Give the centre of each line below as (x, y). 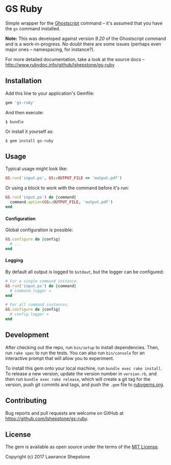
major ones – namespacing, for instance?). (50, 49)
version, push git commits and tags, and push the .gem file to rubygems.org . (85, 385)
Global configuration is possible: (39, 230)
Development (27, 335)
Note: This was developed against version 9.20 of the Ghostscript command (86, 38)
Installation (23, 81)
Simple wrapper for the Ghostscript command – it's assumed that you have (84, 23)
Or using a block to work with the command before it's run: (67, 188)
